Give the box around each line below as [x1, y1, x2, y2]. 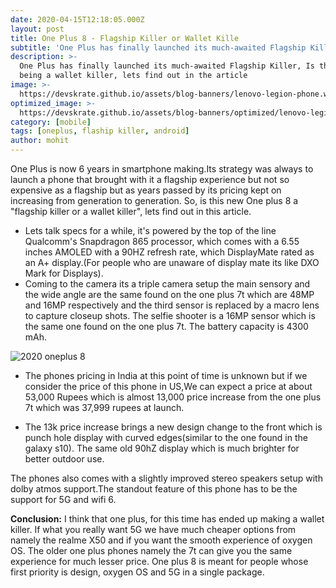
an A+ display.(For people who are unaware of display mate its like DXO [24, 257, 320, 268]
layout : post [10, 24, 65, 34]
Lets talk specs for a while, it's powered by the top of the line [24, 225, 277, 236]
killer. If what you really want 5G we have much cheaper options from [10, 524, 297, 535]
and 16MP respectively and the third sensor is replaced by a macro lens [24, 299, 320, 311]
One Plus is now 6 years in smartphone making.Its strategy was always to [10, 163, 314, 175]
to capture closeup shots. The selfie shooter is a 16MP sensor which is [24, 310, 316, 321]
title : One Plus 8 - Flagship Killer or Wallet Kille [10, 33, 240, 43]
